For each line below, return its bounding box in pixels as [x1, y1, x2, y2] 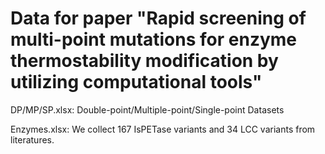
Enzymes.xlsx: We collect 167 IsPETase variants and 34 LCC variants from [10, 123, 316, 135]
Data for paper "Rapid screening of [10, 7, 307, 30]
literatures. [10, 133, 55, 146]
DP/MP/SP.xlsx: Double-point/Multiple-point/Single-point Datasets [10, 103, 285, 116]
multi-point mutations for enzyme [10, 28, 298, 51]
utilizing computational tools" [10, 71, 263, 94]
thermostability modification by [10, 50, 279, 72]
